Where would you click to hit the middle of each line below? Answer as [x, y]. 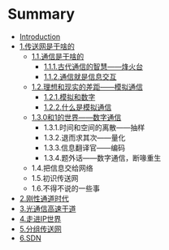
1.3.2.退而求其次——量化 [84, 137]
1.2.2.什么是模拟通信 [78, 107]
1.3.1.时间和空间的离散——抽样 [94, 127]
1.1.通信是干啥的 [58, 56]
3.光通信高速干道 [48, 209]
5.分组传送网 [40, 229]
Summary [41, 14]
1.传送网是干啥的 [47, 46]
